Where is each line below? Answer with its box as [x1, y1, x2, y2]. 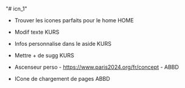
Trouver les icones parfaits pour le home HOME [14, 17, 134, 24]
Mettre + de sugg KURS [14, 52, 74, 59]
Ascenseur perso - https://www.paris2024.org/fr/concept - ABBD [14, 63, 179, 71]
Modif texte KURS [14, 28, 60, 36]
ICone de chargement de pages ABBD [14, 75, 110, 82]
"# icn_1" [5, 5, 28, 12]
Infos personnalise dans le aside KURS [14, 40, 112, 47]
